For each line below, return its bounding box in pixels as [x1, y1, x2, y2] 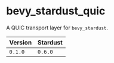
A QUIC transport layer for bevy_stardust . [6, 24, 109, 31]
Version [9, 38, 32, 46]
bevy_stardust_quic [6, 4, 106, 18]
